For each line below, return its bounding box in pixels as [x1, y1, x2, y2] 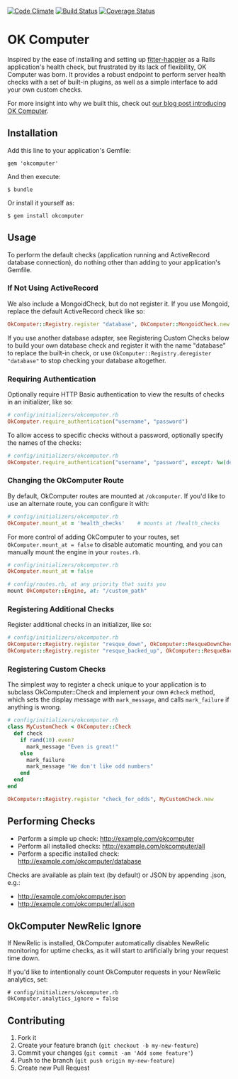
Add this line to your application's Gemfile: [7, 146, 131, 154]
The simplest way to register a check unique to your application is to [7, 680, 207, 689]
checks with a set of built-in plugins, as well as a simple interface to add [7, 77, 218, 86]
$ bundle [7, 186, 33, 193]
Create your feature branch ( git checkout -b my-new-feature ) [17, 1041, 199, 1050]
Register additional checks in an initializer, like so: [7, 621, 152, 629]
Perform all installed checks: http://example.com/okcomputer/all [17, 842, 205, 850]
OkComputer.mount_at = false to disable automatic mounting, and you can [7, 540, 223, 549]
